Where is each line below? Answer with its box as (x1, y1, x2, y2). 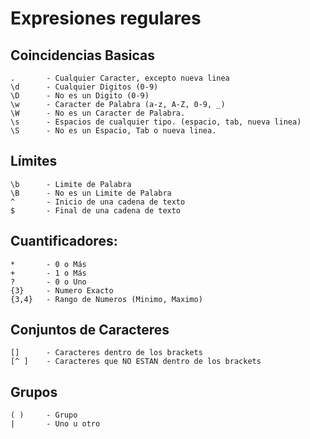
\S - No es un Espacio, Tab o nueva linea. (10, 126, 217, 136)
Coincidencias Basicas (10, 47, 156, 64)
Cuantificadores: (10, 233, 118, 250)
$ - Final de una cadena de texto (10, 205, 182, 216)
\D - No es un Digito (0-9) (10, 91, 150, 101)
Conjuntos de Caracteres (10, 322, 170, 339)
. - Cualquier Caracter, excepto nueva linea (10, 73, 230, 83)
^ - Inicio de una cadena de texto (10, 197, 186, 207)
